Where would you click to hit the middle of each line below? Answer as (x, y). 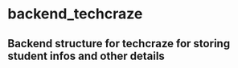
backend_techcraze (75, 14)
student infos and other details (86, 56)
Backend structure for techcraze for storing (119, 44)
